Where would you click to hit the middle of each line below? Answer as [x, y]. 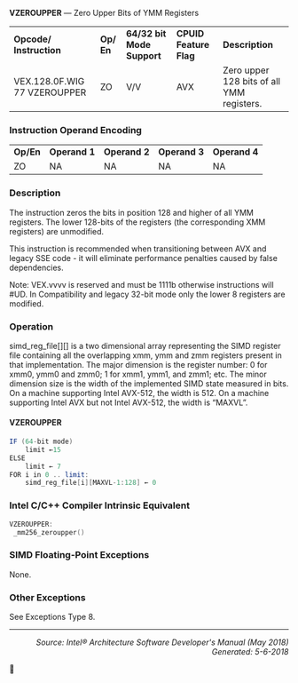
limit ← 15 [43, 449]
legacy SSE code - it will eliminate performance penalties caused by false [143, 258]
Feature [193, 45]
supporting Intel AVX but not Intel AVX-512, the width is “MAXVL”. [129, 402]
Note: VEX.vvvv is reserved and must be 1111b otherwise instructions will [141, 284]
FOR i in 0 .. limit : [49, 474]
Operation [31, 326]
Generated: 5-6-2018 [250, 651]
